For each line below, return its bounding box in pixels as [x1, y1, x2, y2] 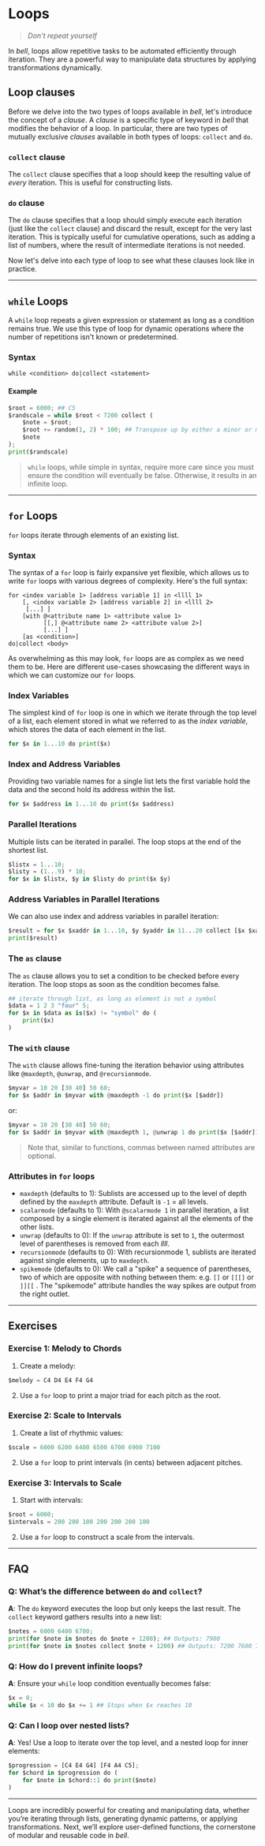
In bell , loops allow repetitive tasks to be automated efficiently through [8, 46, 237, 55]
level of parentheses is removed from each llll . [19, 1239, 170, 1248]
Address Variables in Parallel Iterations [8, 894, 160, 905]
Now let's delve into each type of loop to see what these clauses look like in [8, 256, 255, 265]
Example [8, 387, 38, 396]
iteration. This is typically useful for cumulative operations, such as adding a [8, 232, 256, 241]
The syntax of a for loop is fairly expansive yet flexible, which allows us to [8, 567, 250, 577]
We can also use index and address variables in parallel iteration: [8, 912, 219, 921]
